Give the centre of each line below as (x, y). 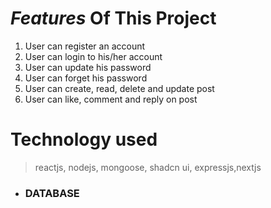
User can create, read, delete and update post (119, 88)
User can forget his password (86, 78)
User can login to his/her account (93, 56)
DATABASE (52, 193)
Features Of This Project (113, 18)
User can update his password (88, 67)
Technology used (84, 139)
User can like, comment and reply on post (111, 99)
